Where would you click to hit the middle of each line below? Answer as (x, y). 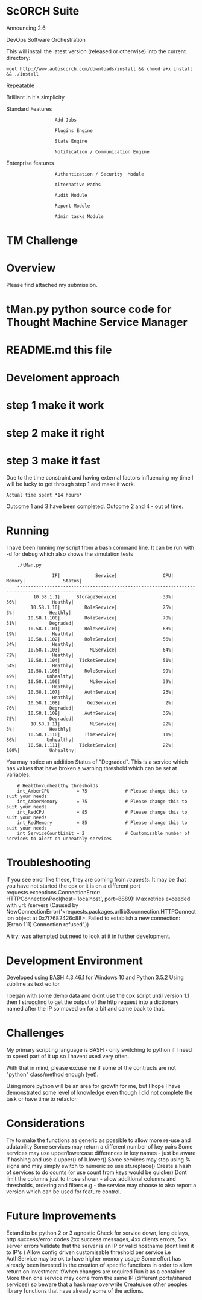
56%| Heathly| (40, 602)
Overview (31, 268)
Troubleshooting (49, 863)
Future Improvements (61, 1216)
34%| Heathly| (40, 644)
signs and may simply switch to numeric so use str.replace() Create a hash (99, 1166)
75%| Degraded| (40, 719)
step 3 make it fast (53, 461)
